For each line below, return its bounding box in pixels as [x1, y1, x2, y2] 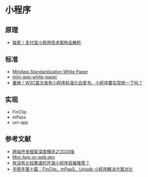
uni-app [12, 119, 28, 125]
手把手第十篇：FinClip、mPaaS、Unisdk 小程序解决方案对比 [12, 166, 133, 172]
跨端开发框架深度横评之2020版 [12, 148, 75, 155]
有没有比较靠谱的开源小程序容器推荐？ [12, 160, 90, 166]
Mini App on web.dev [12, 154, 55, 160]
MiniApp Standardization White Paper [12, 68, 88, 74]
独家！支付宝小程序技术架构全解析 [12, 40, 81, 45]
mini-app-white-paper [12, 74, 57, 80]
